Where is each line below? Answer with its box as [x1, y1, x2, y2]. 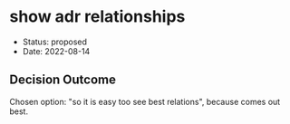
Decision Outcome [9, 72, 116, 88]
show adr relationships [9, 6, 186, 27]
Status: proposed [22, 36, 88, 47]
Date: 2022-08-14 [22, 45, 91, 56]
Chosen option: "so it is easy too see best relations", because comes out [9, 96, 281, 107]
